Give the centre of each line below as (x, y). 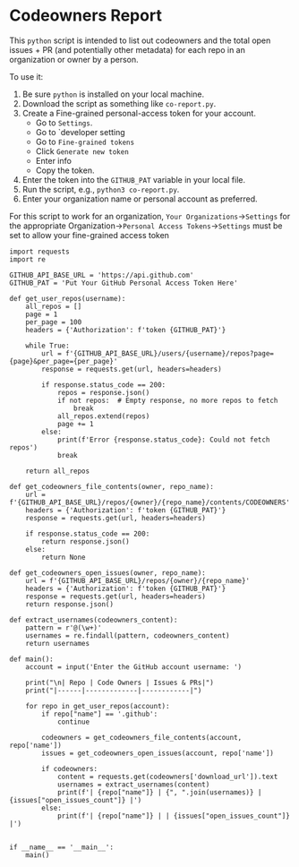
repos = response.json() (103, 392)
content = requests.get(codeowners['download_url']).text (167, 777)
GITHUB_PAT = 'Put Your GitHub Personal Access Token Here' (124, 283)
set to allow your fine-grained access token (90, 235)
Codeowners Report (86, 16)
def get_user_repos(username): (68, 298)
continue (73, 722)
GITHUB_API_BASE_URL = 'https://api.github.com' (102, 275)
